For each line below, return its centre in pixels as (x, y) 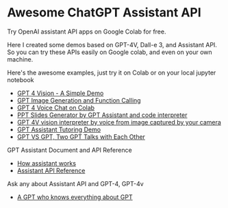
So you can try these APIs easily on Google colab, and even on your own (110, 52)
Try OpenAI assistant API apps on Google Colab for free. (87, 31)
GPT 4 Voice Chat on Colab (55, 107)
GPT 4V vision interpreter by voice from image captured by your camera (119, 122)
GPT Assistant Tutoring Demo (59, 129)
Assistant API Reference (51, 170)
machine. (20, 59)
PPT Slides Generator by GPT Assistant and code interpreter (102, 115)
